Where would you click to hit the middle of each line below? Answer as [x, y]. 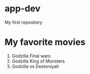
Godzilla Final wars [31, 56]
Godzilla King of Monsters [38, 61]
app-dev [22, 9]
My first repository [23, 22]
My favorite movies [45, 42]
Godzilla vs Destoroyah [35, 66]
